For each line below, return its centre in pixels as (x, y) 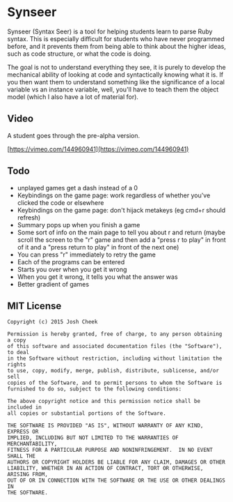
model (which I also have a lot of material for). (73, 97)
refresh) (29, 218)
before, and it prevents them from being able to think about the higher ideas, (116, 46)
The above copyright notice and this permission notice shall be (104, 402)
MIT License (34, 306)
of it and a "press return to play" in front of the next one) (98, 247)
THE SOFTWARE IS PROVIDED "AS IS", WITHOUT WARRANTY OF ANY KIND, (105, 426)
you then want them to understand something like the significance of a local (116, 82)
